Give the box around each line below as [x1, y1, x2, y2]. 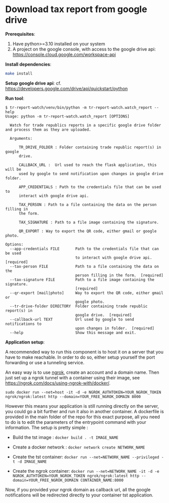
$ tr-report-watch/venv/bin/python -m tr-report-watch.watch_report [5, 105, 152, 110]
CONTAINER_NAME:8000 [80, 478, 124, 483]
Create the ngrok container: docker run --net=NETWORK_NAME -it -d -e [12, 468, 160, 474]
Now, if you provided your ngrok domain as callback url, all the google [5, 486, 151, 492]
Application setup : [5, 339, 45, 345]
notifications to [5, 321, 42, 326]
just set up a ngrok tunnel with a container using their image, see [5, 374, 140, 380]
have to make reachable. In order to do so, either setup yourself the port [5, 354, 155, 360]
